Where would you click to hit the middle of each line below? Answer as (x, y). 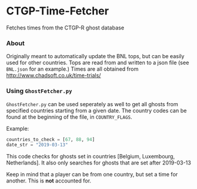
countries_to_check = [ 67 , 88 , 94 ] (51, 139)
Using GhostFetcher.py (39, 91)
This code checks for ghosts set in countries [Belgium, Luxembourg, (90, 157)
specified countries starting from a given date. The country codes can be (96, 110)
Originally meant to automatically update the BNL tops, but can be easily (95, 56)
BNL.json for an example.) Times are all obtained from (72, 69)
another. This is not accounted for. (49, 181)
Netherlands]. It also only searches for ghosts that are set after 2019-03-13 (99, 163)
